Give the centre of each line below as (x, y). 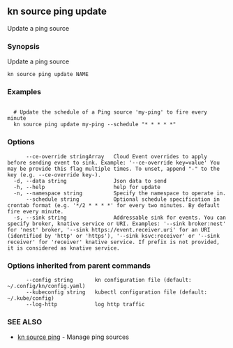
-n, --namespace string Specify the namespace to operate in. (120, 193)
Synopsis (23, 46)
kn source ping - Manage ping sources (73, 337)
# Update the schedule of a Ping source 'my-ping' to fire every (111, 112)
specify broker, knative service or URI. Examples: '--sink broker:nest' (117, 224)
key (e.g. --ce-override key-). (54, 175)
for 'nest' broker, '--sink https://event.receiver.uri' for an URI (109, 229)
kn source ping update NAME (48, 75)
